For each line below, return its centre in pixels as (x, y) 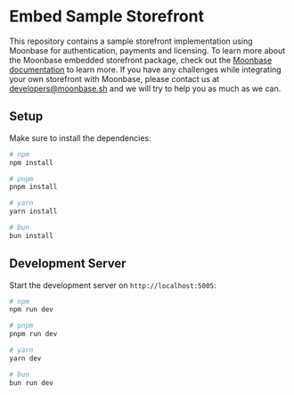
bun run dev (31, 383)
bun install (31, 235)
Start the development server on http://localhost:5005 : (113, 285)
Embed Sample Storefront (107, 16)
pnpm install (33, 187)
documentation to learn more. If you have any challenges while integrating (146, 70)
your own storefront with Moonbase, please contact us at (114, 78)
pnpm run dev (33, 334)
